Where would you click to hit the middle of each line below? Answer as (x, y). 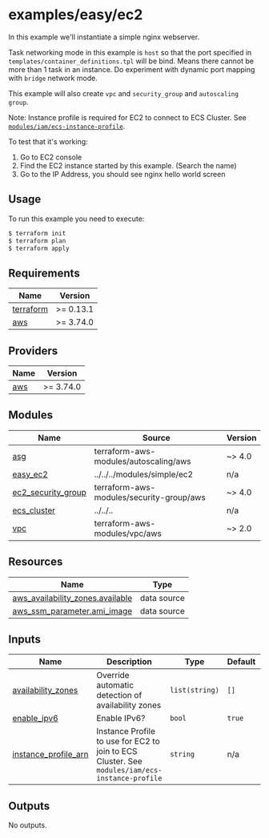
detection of (119, 695)
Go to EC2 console (51, 157)
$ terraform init (37, 233)
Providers (33, 351)
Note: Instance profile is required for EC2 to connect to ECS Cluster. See (127, 117)
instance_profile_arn (50, 755)
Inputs (25, 640)
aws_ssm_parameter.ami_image (72, 610)
